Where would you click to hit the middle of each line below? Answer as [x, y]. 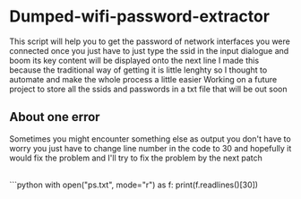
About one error [55, 117]
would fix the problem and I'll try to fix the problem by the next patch [136, 158]
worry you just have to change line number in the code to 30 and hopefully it [150, 148]
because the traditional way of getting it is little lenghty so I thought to [138, 70]
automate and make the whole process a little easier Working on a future [143, 79]
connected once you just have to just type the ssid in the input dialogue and [149, 50]
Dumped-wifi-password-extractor [140, 17]
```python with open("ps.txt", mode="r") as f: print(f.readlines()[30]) [133, 185]
